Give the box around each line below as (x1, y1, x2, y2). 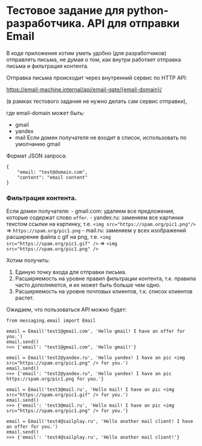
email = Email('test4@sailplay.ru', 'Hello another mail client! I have (6, 419, 194, 425)
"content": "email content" (17, 174, 88, 181)
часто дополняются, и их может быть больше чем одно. (15, 281, 161, 288)
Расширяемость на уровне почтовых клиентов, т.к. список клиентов (15, 288, 193, 295)
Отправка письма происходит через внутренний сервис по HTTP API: (6, 74, 187, 81)
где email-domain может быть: (6, 109, 85, 116)
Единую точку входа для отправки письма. (15, 268, 127, 276)
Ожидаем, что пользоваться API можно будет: (6, 306, 127, 313)
